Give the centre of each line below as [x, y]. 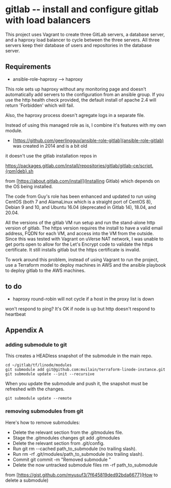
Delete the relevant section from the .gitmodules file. [68, 432]
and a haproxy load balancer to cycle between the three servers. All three [82, 40]
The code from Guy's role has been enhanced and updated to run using [81, 196]
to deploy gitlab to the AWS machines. [45, 270]
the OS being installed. [29, 186]
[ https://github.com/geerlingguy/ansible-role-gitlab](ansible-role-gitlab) [88, 140]
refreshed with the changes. [35, 389]
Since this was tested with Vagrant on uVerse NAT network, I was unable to [84, 239]
